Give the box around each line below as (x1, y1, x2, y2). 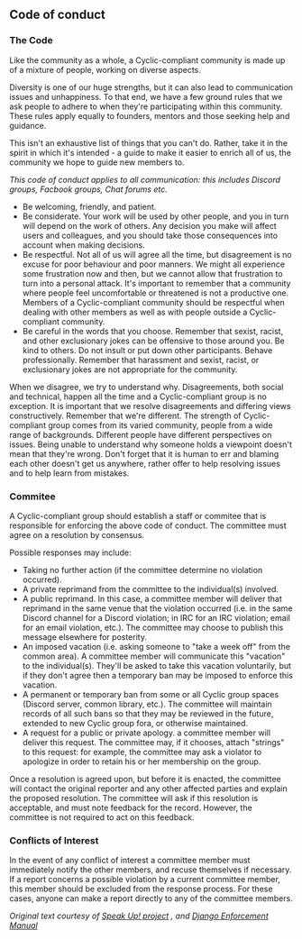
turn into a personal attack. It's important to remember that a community (22, 278, 291, 288)
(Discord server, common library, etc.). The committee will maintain (22, 698, 272, 709)
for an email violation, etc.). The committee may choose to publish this (22, 622, 284, 633)
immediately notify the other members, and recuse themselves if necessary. (9, 864, 292, 875)
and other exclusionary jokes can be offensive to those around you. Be (22, 335, 286, 346)
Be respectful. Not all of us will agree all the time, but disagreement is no (22, 249, 292, 260)
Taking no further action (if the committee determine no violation (22, 564, 263, 575)
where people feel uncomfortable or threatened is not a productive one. (22, 287, 289, 298)
